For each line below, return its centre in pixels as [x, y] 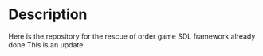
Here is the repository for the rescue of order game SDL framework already [132, 36]
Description [48, 15]
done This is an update [46, 44]
